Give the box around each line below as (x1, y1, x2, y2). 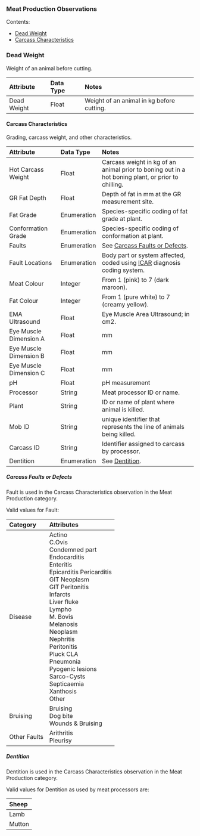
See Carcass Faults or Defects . (102, 241, 189, 249)
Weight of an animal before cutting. (6, 64, 93, 72)
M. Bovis (49, 612, 73, 621)
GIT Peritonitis (49, 583, 89, 591)
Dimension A (9, 335, 45, 343)
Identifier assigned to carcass (102, 439, 185, 448)
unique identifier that (102, 415, 160, 423)
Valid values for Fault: (6, 506, 60, 513)
